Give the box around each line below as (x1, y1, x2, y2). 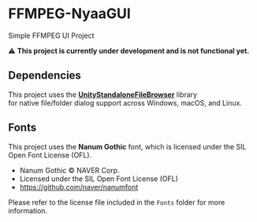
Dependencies (8, 68, 81, 83)
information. (8, 205, 48, 215)
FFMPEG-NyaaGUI (8, 5, 132, 23)
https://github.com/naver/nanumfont (19, 182, 139, 191)
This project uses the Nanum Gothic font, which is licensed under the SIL (8, 142, 247, 151)
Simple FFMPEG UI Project (8, 31, 95, 40)
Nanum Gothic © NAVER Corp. (19, 165, 120, 175)
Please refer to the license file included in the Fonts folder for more (8, 198, 225, 207)
